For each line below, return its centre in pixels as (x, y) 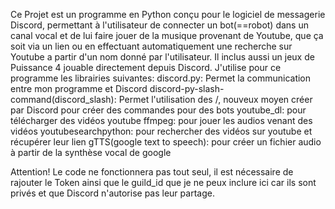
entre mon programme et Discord (79, 88)
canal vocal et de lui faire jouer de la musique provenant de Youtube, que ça (167, 35)
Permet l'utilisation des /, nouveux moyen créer (215, 99)
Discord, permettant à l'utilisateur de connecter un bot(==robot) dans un (159, 25)
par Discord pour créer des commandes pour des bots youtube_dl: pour (158, 110)
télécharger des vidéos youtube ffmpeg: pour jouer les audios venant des (161, 120)
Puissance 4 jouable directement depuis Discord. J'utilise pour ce (146, 67)
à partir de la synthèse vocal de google (91, 152)
